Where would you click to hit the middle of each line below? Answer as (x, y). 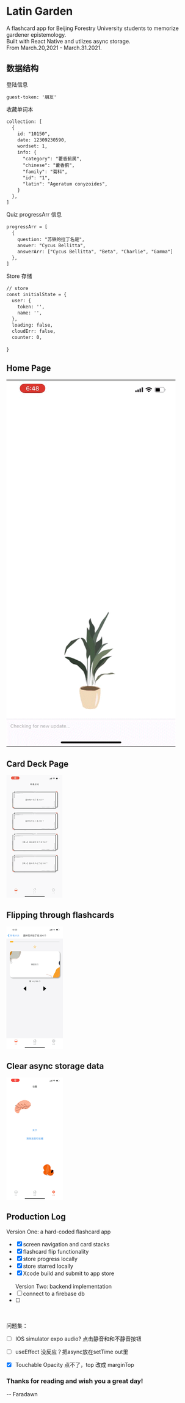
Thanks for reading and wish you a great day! (75, 1381)
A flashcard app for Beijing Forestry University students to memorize (92, 28)
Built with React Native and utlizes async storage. (68, 41)
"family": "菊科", (45, 172)
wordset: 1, (32, 146)
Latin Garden (40, 11)
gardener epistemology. (36, 34)
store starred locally (48, 1266)
